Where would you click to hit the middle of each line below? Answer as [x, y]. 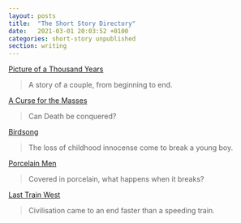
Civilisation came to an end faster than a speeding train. [121, 211]
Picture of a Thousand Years [56, 69]
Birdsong [24, 132]
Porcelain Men [32, 164]
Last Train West [34, 195]
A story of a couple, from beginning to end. [100, 85]
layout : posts [32, 16]
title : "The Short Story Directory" [72, 24]
